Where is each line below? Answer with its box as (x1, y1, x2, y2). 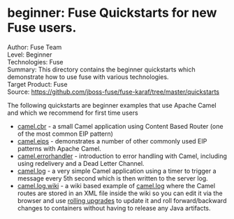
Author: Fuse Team (7, 43, 62, 51)
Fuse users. (7, 20, 77, 36)
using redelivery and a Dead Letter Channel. (17, 159, 145, 167)
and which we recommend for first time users (7, 108, 138, 117)
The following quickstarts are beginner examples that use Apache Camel (7, 101, 217, 109)
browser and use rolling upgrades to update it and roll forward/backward (17, 196, 227, 204)
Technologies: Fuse (7, 57, 64, 66)
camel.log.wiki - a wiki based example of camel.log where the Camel (17, 181, 215, 190)
